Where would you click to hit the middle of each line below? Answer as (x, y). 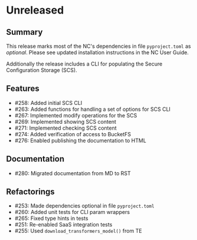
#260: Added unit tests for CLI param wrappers (72, 212)
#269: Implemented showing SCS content (65, 121)
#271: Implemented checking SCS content (65, 128)
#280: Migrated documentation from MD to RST (73, 173)
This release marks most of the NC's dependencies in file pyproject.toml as (98, 46)
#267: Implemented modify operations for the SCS (76, 115)
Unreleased (35, 10)
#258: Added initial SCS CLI (48, 103)
